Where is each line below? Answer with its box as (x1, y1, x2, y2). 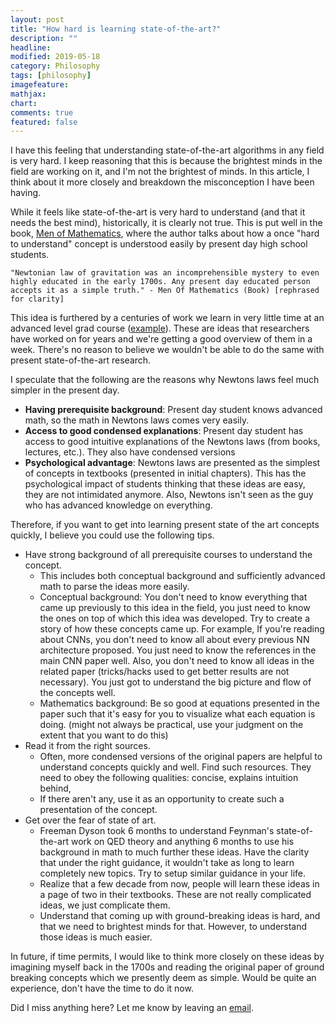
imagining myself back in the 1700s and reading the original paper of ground (10, 961, 325, 973)
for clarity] (10, 294, 65, 305)
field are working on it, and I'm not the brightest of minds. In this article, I (10, 166, 310, 178)
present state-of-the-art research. (10, 354, 152, 366)
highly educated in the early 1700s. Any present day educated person (10, 277, 311, 287)
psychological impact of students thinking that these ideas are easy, (24, 478, 306, 490)
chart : (10, 98, 38, 108)
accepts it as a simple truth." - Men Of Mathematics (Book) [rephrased (10, 286, 320, 296)
